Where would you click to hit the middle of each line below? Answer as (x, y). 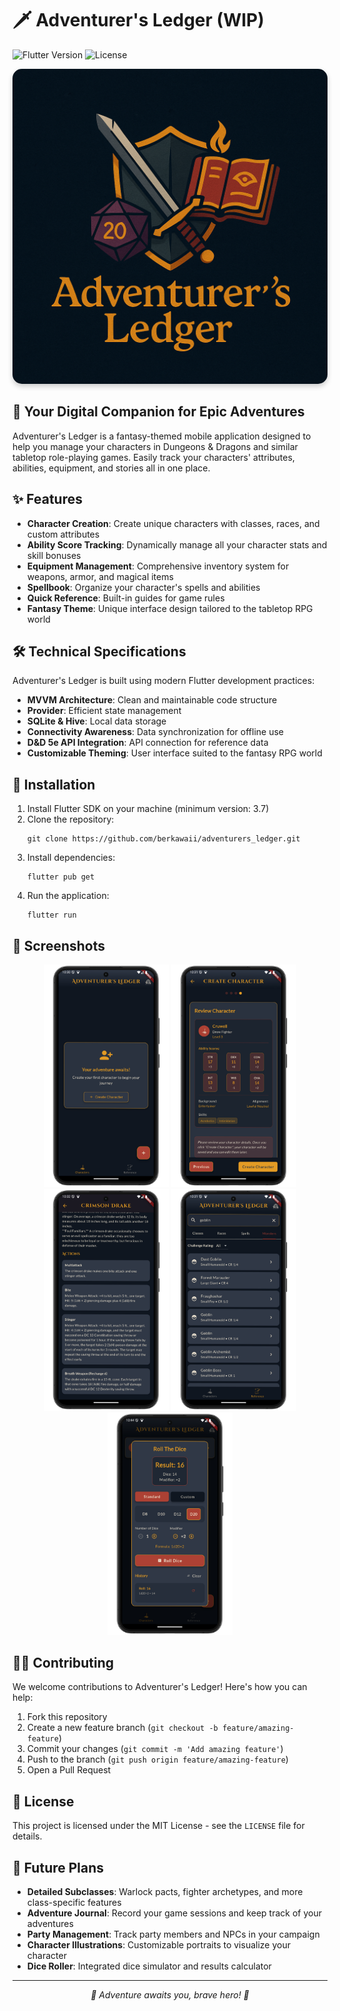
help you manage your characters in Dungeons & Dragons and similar (155, 446)
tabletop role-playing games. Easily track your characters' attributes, (153, 457)
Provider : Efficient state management (104, 711)
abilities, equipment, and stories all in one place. (111, 468)
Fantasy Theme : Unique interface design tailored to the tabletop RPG (170, 608)
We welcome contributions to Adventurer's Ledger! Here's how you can (160, 1687)
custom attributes (63, 534)
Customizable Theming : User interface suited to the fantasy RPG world (174, 753)
